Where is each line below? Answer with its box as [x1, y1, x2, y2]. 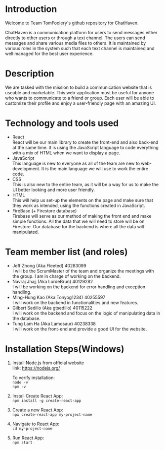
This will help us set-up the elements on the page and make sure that [12, 197, 153, 203]
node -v [12, 380, 28, 385]
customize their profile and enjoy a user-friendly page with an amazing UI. [5, 100, 156, 106]
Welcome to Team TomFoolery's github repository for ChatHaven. [5, 20, 139, 26]
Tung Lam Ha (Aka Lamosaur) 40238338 [12, 321, 96, 326]
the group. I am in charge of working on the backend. [12, 273, 121, 279]
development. [12, 165, 41, 172]
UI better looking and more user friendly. [12, 187, 95, 193]
